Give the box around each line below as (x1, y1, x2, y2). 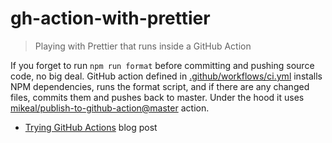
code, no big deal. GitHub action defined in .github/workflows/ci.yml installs (10, 70, 323, 82)
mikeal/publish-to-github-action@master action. (10, 102, 210, 114)
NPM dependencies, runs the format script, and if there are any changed (10, 80, 310, 92)
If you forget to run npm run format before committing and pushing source (10, 59, 315, 71)
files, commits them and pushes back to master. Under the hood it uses (10, 91, 305, 103)
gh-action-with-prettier (10, 7, 211, 30)
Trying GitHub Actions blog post (24, 121, 158, 133)
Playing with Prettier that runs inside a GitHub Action (34, 40, 252, 52)
